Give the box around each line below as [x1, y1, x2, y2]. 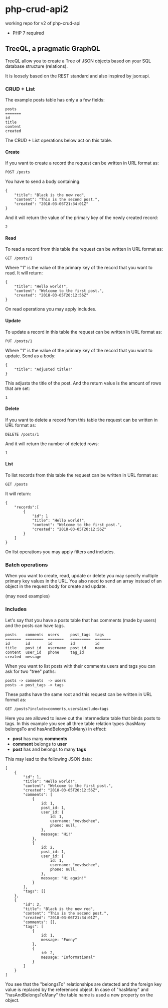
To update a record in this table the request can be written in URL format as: [5, 329, 162, 335]
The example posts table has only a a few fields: [5, 97, 105, 103]
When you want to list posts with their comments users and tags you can [5, 663, 155, 669]
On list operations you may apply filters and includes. [5, 549, 115, 555]
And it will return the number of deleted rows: [5, 441, 99, 447]
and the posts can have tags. [5, 622, 65, 629]
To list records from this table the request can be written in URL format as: [5, 472, 158, 478]
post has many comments [12, 735, 68, 742]
